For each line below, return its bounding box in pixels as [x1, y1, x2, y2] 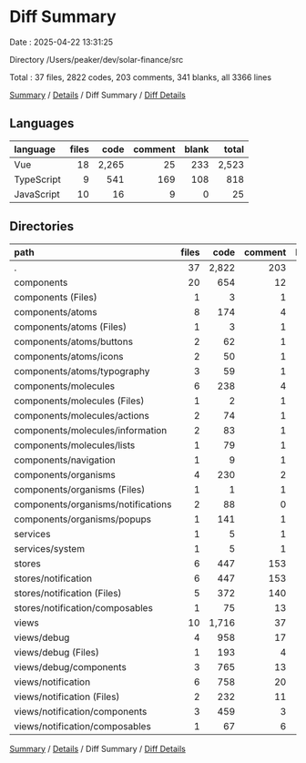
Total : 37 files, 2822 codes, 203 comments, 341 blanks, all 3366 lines [9, 71, 271, 83]
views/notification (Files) [14, 690, 120, 703]
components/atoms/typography [14, 364, 150, 377]
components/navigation [14, 453, 116, 466]
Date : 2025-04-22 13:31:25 [9, 36, 114, 47]
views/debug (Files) [14, 646, 100, 658]
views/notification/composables [14, 719, 152, 732]
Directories [9, 219, 75, 234]
